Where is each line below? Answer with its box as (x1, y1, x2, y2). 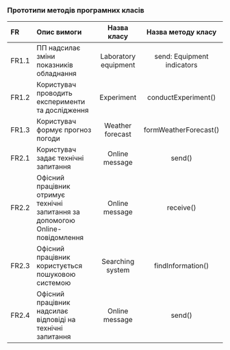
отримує (36, 190, 66, 200)
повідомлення (36, 233, 84, 243)
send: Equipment (154, 52, 209, 62)
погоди (36, 134, 60, 144)
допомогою (36, 216, 75, 226)
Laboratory (100, 52, 136, 62)
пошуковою (36, 269, 76, 279)
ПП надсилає (36, 43, 81, 53)
